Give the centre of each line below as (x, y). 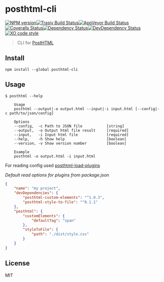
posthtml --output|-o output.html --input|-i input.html (74, 109)
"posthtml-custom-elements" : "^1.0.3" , (64, 198)
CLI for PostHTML (35, 42)
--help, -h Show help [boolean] (70, 139)
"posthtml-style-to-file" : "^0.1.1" (60, 202)
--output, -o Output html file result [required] (71, 130)
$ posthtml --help (24, 96)
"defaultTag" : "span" (54, 220)
